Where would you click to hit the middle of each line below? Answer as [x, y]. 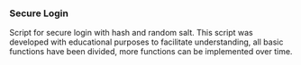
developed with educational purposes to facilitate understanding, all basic [146, 42]
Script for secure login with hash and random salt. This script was [132, 33]
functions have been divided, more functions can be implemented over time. [151, 52]
